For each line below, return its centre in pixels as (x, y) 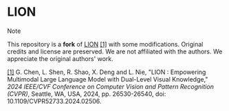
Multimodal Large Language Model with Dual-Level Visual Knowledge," (108, 79)
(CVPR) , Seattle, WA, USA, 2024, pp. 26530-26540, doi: (87, 94)
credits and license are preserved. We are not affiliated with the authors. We (115, 51)
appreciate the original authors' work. (60, 58)
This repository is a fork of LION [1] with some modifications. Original (105, 44)
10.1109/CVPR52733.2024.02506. (54, 101)
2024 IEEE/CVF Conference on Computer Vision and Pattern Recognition (111, 86)
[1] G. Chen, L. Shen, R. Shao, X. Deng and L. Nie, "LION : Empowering (107, 72)
